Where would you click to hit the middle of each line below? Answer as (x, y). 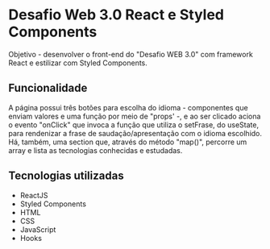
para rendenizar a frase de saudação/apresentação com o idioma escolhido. (135, 133)
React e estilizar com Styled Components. (78, 63)
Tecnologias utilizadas (66, 176)
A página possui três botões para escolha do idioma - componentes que (128, 107)
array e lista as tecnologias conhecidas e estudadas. (96, 150)
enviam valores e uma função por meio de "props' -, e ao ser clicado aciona (135, 116)
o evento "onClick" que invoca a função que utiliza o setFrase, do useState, (134, 124)
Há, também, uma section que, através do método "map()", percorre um (128, 142)
